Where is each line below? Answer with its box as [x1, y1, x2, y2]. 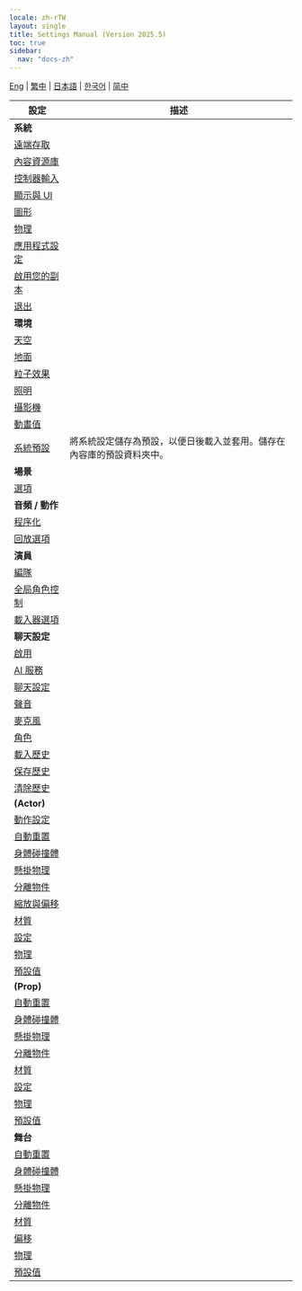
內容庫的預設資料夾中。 [68, 448, 169, 461]
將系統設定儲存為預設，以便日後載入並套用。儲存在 [68, 435, 286, 447]
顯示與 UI [13, 190, 53, 201]
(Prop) [13, 980, 42, 993]
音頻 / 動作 [13, 500, 58, 511]
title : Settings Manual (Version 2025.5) [9, 30, 167, 39]
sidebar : [9, 47, 42, 56]
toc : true [9, 38, 47, 48]
